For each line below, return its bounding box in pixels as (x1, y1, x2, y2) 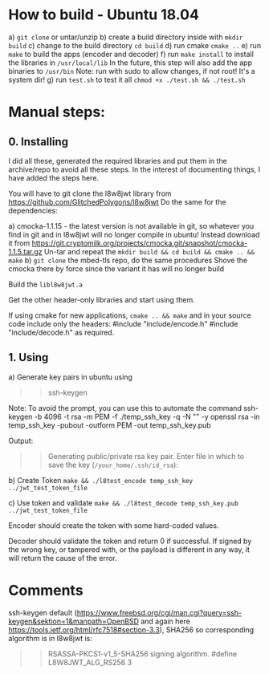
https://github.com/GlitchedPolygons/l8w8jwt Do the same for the (8, 197, 226, 206)
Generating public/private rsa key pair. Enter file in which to (47, 451, 245, 461)
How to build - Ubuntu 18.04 (8, 6, 199, 24)
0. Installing (8, 135, 69, 148)
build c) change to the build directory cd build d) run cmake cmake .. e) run (8, 40, 262, 50)
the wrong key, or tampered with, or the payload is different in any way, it (8, 544, 251, 554)
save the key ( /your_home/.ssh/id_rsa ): (47, 460, 179, 469)
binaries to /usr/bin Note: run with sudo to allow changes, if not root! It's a (8, 66, 255, 75)
